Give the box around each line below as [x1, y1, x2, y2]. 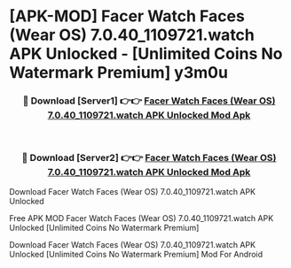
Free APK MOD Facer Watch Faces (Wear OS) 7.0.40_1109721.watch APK [9, 212, 274, 223]
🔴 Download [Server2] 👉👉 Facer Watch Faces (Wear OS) [21, 152, 277, 165]
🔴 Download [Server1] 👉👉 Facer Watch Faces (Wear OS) [22, 95, 276, 107]
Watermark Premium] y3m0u [9, 63, 229, 83]
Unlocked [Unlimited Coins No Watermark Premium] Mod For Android [9, 249, 263, 259]
